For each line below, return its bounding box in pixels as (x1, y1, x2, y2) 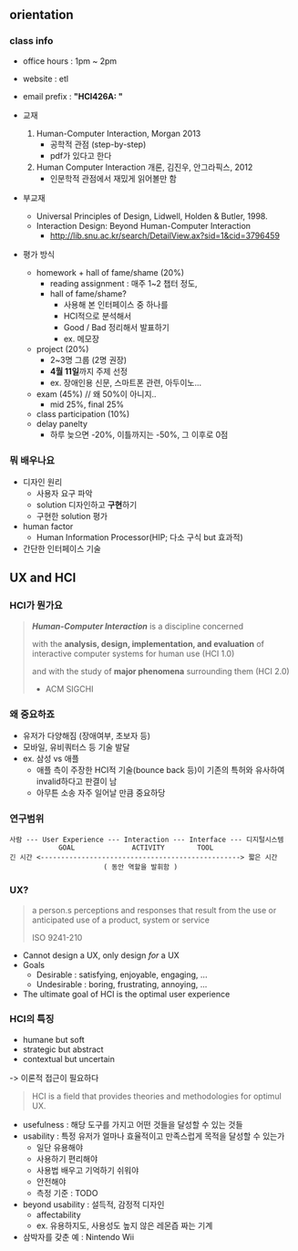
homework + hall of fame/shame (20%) (36, 266, 185, 277)
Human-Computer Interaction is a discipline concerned (31, 620, 244, 631)
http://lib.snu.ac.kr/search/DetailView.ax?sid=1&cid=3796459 (49, 230, 281, 241)
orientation (9, 7, 75, 23)
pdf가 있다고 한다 (49, 150, 112, 161)
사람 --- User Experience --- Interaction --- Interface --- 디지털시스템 (9, 835, 284, 845)
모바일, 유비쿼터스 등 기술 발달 (22, 741, 130, 752)
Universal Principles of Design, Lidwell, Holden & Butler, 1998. (36, 210, 268, 222)
